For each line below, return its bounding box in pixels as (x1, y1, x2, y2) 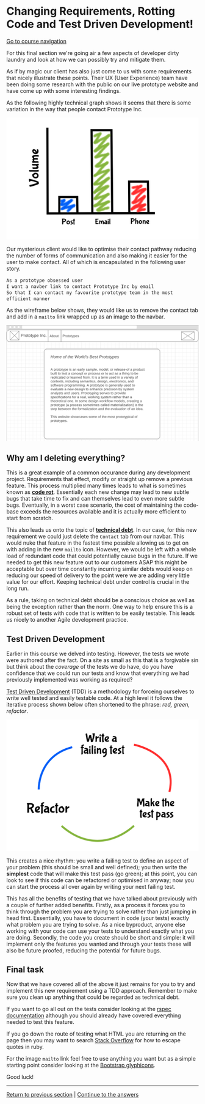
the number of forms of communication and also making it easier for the (6, 252, 187, 259)
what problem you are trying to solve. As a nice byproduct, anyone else (6, 921, 186, 928)
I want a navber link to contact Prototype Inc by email (6, 283, 154, 290)
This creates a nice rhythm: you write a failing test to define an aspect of (6, 857, 189, 864)
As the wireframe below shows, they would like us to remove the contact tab (6, 306, 198, 314)
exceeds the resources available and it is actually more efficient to (20, 508, 187, 515)
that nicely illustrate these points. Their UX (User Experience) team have (6, 74, 188, 81)
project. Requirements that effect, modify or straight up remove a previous (6, 476, 193, 483)
